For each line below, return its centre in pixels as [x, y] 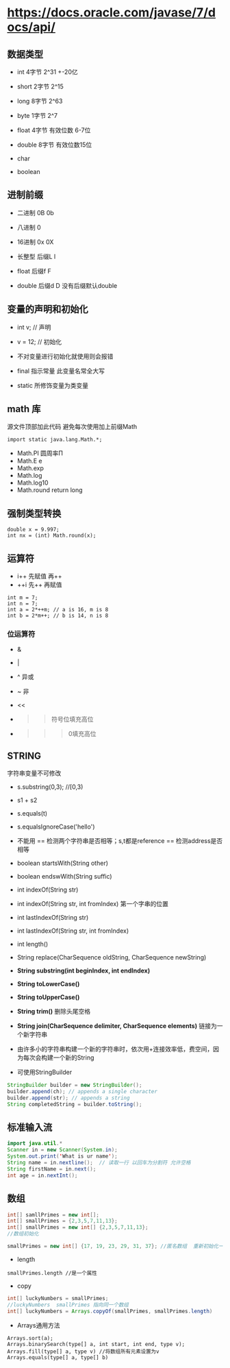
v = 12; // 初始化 [39, 341]
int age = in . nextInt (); [42, 1175]
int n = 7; [23, 604]
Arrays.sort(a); [30, 1338]
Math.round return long [50, 490]
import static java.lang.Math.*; [55, 440]
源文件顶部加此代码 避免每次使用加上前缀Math [72, 427]
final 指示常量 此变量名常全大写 [61, 371]
